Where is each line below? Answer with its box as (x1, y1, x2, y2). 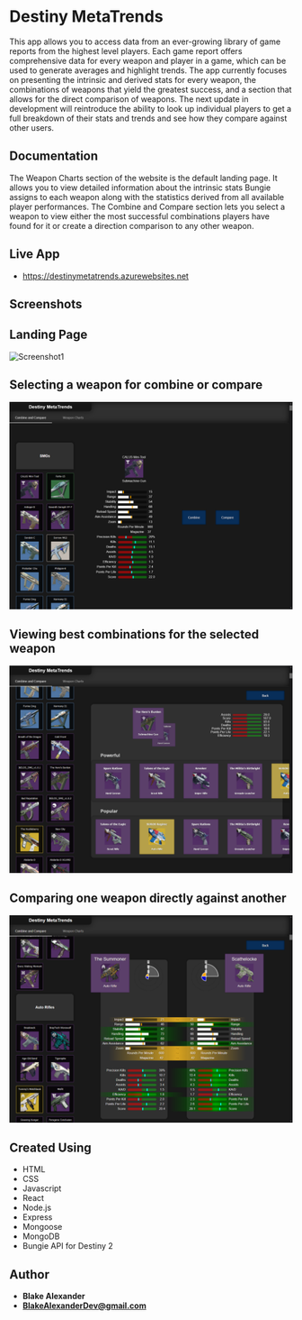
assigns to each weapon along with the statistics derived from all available (9, 191, 285, 202)
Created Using (9, 1141, 92, 1156)
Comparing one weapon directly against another (9, 891, 287, 906)
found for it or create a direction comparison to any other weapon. (9, 220, 254, 231)
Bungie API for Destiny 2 (22, 1241, 114, 1251)
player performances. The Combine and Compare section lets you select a (9, 201, 286, 212)
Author (9, 1267, 49, 1282)
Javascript (22, 1183, 62, 1194)
